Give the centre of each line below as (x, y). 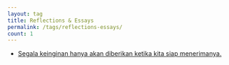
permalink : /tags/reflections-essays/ (65, 27)
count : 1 (20, 34)
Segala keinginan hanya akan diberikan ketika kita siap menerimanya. (119, 54)
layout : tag (25, 14)
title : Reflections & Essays (51, 20)
